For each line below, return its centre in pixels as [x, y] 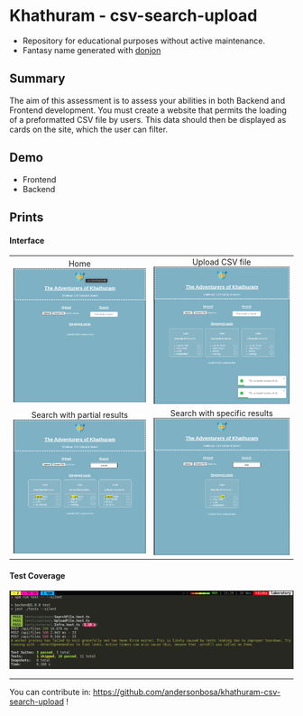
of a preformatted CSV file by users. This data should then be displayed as [148, 119]
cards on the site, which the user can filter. [89, 129]
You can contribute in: [50, 692]
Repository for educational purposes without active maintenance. [144, 41]
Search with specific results [221, 414]
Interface [27, 240]
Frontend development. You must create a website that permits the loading [148, 110]
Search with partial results [80, 415]
